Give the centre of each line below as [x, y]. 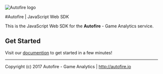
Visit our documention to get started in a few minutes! [59, 52]
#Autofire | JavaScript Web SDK [37, 17]
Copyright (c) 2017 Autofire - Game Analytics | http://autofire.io [68, 66]
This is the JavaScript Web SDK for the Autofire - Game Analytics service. [79, 26]
